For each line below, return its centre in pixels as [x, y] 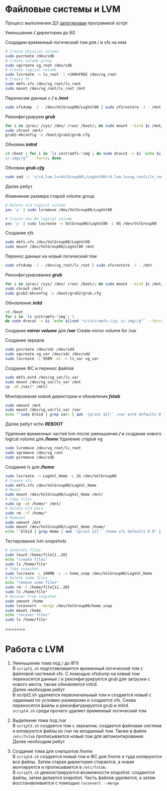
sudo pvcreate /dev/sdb [30, 56]
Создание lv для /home [30, 467]
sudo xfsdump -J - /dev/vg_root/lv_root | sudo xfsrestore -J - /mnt [79, 265]
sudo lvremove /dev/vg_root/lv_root [43, 448]
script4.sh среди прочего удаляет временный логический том [79, 711]
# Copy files [19, 499]
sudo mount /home [23, 610]
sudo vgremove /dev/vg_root [34, 453]
